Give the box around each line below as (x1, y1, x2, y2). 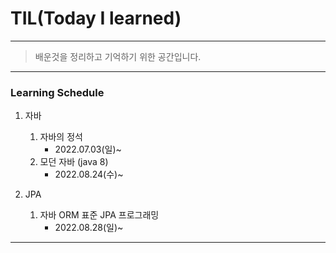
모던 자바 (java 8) (39, 156, 109, 168)
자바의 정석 (39, 131, 83, 143)
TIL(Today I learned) (10, 7, 182, 30)
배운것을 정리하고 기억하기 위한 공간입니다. (34, 50, 202, 62)
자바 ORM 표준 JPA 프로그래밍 (39, 209, 160, 221)
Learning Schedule (10, 85, 105, 99)
